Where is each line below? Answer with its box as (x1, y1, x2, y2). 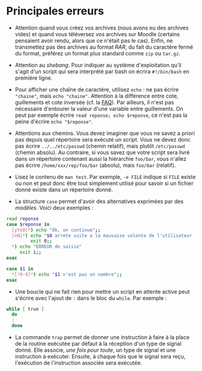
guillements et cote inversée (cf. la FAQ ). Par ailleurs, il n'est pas (14, 98, 174, 106)
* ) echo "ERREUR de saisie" (11, 244, 82, 250)
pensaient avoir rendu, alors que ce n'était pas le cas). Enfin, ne (14, 37, 173, 44)
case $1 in (6, 266, 34, 272)
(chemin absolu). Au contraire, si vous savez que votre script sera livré (14, 149, 190, 156)
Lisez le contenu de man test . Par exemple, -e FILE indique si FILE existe (14, 173, 196, 180)
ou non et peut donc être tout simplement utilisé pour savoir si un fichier (14, 179, 194, 187)
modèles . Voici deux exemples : (14, 204, 94, 211)
